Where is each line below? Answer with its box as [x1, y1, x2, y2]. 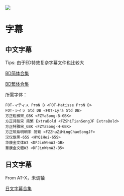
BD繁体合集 [5, 81, 29, 87]
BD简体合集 [5, 71, 29, 76]
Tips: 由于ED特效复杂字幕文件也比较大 [5, 59, 84, 66]
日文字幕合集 [5, 185, 32, 191]
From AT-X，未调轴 [5, 174, 45, 181]
